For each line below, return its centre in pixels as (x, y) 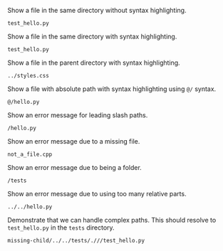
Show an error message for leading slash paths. (78, 115)
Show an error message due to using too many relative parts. (97, 194)
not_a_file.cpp (30, 154)
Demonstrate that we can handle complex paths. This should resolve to (112, 220)
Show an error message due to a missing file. (74, 141)
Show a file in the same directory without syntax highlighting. (97, 10)
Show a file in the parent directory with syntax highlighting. (94, 63)
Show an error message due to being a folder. (75, 167)
